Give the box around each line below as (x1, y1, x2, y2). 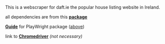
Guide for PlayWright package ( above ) (5, 23, 85, 29)
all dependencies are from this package (5, 14, 87, 19)
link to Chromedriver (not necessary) (5, 33, 82, 39)
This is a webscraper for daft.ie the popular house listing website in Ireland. (5, 4, 160, 10)
